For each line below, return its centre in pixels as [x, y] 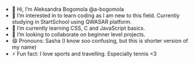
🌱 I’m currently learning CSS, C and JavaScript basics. [78, 28]
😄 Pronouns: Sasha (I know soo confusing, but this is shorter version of [100, 41]
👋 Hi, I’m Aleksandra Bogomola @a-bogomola [68, 9]
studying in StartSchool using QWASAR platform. [72, 22]
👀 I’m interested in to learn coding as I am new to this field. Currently [96, 15]
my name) [24, 47]
